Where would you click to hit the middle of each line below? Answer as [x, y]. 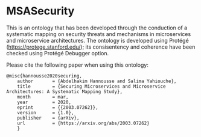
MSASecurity [40, 11]
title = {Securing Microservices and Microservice [91, 86]
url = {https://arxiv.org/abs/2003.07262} [83, 123]
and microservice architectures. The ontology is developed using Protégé [97, 40]
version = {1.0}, [46, 112]
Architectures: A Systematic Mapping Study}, [64, 91]
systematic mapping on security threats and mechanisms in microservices [99, 34]
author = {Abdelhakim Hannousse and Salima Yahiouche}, [97, 81]
